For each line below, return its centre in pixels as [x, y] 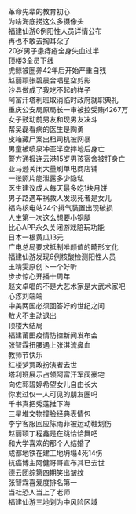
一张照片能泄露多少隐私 [46, 178]
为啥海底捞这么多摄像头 [46, 21]
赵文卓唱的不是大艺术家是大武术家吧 [67, 286]
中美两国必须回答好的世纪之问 [56, 306]
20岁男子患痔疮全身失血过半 [54, 51]
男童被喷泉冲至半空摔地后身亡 [56, 149]
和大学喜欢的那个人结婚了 [50, 443]
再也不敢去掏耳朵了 [39, 41]
